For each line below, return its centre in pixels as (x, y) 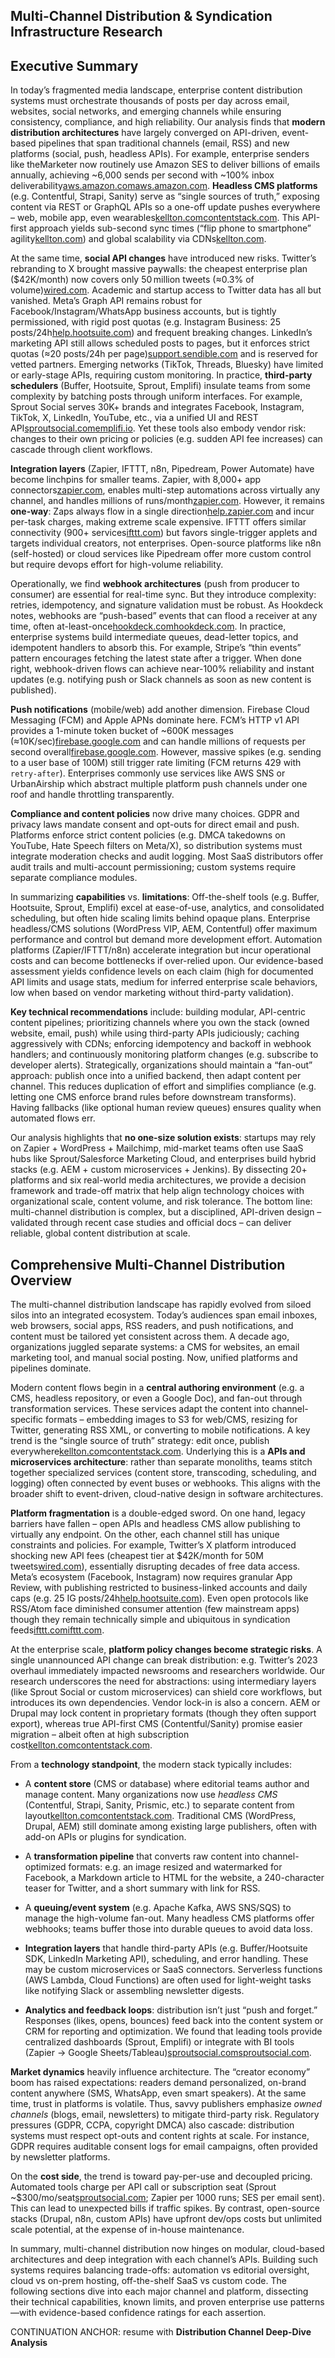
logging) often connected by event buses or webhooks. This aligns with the (165, 1483)
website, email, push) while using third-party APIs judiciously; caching (155, 1033)
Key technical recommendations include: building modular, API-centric (158, 1012)
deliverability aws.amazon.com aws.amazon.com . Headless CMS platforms (164, 186)
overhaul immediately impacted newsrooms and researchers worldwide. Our (167, 1671)
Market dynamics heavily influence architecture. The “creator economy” (160, 2072)
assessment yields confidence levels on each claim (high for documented (162, 971)
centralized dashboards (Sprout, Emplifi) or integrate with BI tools (159, 2042)
